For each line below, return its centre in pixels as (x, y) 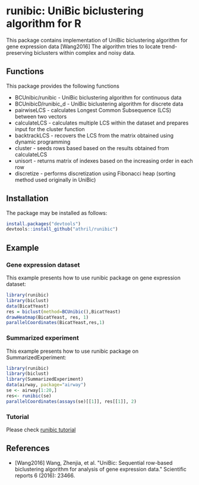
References (28, 448)
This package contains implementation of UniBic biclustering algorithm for (97, 40)
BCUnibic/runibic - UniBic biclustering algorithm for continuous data (98, 97)
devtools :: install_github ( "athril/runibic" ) (62, 229)
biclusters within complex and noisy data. (84, 52)
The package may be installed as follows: (57, 213)
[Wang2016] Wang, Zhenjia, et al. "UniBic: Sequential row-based (94, 462)
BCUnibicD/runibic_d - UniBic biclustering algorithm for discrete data (99, 104)
